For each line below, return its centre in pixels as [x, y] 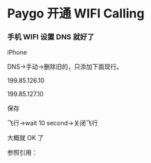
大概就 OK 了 [25, 138]
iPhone [17, 53]
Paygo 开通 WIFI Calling [76, 14]
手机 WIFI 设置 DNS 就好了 [51, 37]
